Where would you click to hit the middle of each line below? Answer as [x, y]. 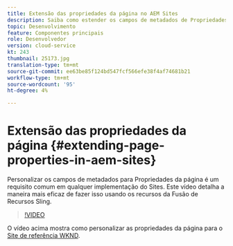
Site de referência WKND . [44, 236]
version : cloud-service [42, 46]
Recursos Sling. [29, 202]
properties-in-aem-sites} [82, 160]
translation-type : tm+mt [43, 65]
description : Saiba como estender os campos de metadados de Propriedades [118, 20]
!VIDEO [34, 215]
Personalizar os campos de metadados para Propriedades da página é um [113, 180]
